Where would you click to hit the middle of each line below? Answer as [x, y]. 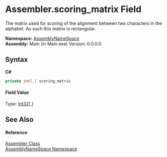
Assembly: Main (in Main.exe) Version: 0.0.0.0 [53, 43]
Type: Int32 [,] [19, 103]
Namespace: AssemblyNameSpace [42, 38]
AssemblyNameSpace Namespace [41, 149]
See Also [19, 120]
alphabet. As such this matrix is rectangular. [51, 28]
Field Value [17, 92]
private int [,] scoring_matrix [38, 81]
